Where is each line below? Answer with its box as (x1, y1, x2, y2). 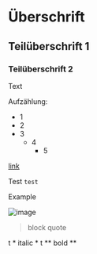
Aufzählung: (8, 96, 48, 106)
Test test (8, 176, 39, 186)
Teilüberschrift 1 (8, 40, 90, 53)
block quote (27, 222, 67, 232)
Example (8, 191, 37, 202)
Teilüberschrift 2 (8, 63, 73, 75)
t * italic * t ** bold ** (8, 238, 77, 248)
